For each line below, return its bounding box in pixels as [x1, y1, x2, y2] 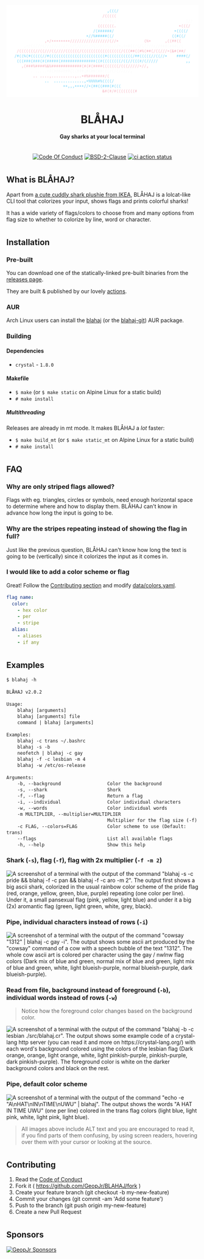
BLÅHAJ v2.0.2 [6, 689, 43, 696]
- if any [17, 639, 40, 645]
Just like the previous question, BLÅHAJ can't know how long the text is [6, 546, 187, 553]
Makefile [6, 375, 29, 382]
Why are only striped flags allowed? [6, 482, 114, 491]
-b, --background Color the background [17, 781, 163, 787]
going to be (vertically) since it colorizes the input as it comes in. [6, 552, 169, 560]
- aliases [17, 633, 43, 639]
